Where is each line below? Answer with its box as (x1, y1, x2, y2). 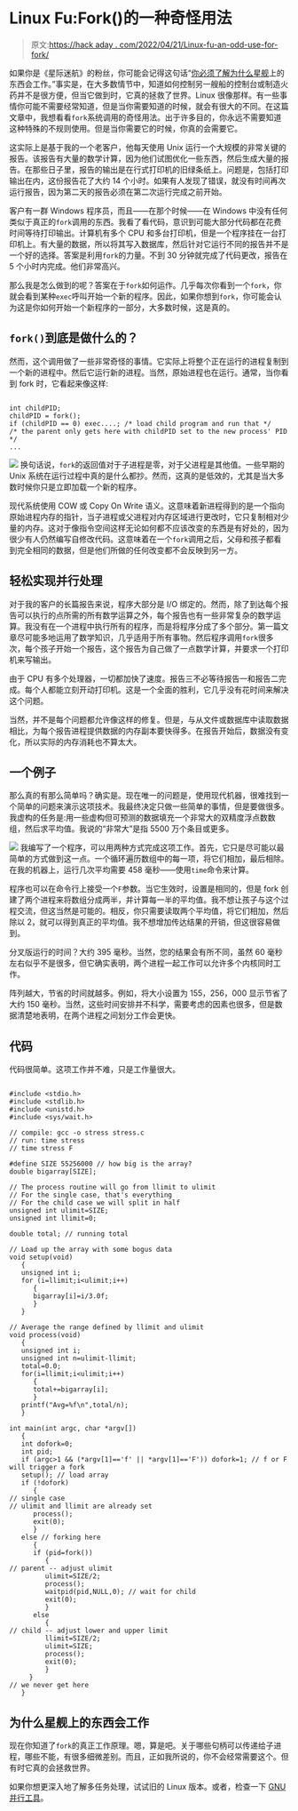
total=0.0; (20, 1362, 62, 1371)
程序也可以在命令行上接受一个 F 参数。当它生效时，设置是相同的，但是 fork (9, 884, 279, 894)
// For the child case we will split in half (9, 1198, 180, 1207)
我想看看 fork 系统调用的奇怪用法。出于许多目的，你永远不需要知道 (39, 112, 282, 123)
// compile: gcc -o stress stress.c (9, 1128, 145, 1138)
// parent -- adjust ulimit (9, 1564, 114, 1574)
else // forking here (20, 1533, 101, 1543)
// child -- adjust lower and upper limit (9, 1626, 169, 1636)
